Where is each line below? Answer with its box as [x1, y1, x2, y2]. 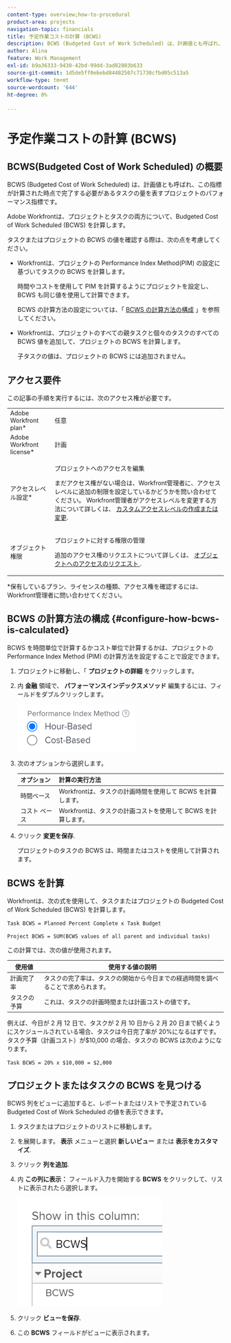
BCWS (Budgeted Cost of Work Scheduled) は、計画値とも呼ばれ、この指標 [7, 180, 222, 189]
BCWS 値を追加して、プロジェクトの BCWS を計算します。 [16, 337, 184, 346]
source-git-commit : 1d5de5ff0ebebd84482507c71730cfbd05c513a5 [7, 69, 189, 76]
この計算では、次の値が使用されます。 [7, 946, 115, 954]
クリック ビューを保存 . [16, 1314, 81, 1322]
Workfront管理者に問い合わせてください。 [7, 591, 126, 599]
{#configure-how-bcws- [111, 613, 220, 625]
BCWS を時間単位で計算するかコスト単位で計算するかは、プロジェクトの [7, 643, 214, 651]
